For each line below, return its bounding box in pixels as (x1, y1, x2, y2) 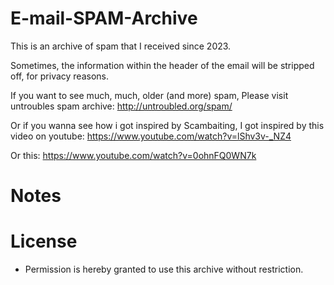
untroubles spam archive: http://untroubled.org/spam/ (10, 100, 233, 112)
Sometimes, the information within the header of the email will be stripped (10, 59, 315, 71)
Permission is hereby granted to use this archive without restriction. (24, 263, 304, 276)
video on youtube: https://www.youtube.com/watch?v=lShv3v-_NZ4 (10, 130, 292, 142)
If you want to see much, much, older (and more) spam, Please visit (10, 89, 289, 101)
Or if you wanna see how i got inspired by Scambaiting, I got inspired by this (10, 119, 325, 131)
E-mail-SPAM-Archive (10, 7, 198, 30)
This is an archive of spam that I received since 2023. (10, 40, 232, 52)
